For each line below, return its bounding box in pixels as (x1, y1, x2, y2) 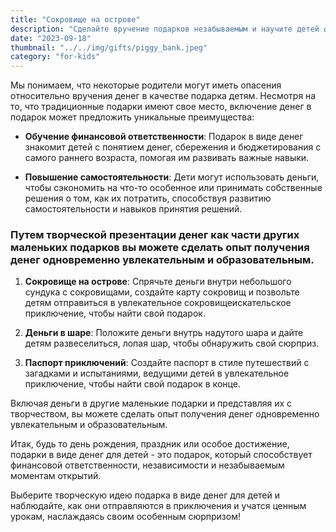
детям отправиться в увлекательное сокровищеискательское (24, 297, 292, 309)
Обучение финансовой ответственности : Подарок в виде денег (24, 131, 304, 143)
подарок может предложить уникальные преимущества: (10, 111, 255, 123)
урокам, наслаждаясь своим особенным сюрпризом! (10, 511, 241, 523)
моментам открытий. (10, 470, 102, 482)
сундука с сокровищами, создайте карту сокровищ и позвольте (24, 286, 300, 298)
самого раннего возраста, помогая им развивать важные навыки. (24, 152, 310, 164)
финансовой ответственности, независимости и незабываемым (10, 459, 285, 471)
